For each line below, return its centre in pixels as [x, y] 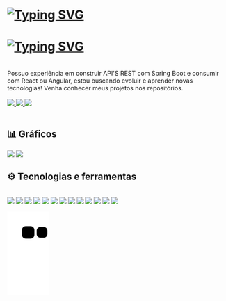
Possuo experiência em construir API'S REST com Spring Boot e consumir [113, 74]
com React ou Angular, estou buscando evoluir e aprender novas [100, 81]
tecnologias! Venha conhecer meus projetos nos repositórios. [95, 88]
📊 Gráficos [32, 134]
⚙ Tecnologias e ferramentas [72, 177]
